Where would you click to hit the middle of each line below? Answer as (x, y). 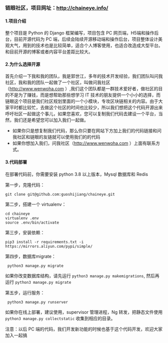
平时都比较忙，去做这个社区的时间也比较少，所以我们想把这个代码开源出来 (86, 108)
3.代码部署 (16, 162)
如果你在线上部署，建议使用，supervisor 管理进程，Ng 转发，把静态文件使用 (84, 312)
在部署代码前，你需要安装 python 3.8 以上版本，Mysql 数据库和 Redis (77, 174)
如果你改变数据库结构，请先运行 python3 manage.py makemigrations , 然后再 (82, 276)
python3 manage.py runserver (38, 302)
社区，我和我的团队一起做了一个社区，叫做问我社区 (58, 82)
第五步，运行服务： (25, 292)
